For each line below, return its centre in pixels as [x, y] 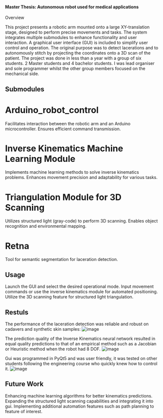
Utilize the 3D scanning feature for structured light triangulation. [69, 297]
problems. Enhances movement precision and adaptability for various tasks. [81, 178]
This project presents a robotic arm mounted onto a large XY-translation [77, 27]
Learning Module [40, 159]
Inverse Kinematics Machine [64, 148]
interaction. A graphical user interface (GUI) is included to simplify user [76, 43]
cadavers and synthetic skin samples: [43, 329]
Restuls [17, 312]
